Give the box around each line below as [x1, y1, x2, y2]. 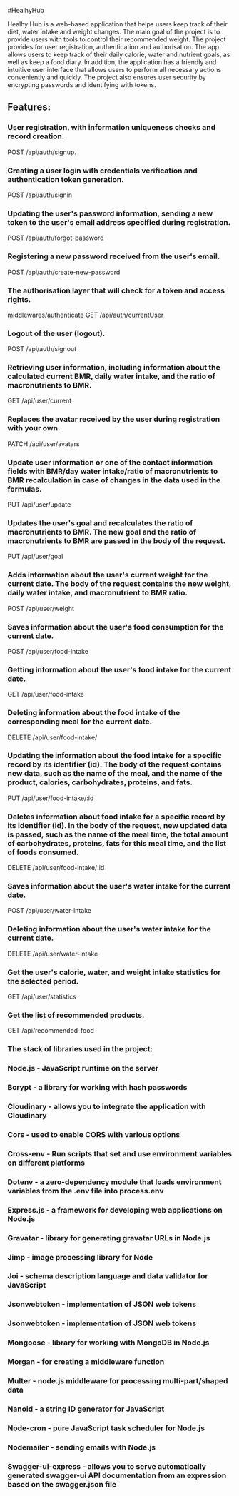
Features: [7, 101, 51, 113]
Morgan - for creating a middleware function [7, 1357, 165, 1367]
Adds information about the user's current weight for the [7, 570, 208, 580]
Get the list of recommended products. [7, 1010, 145, 1020]
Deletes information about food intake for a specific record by [7, 812, 226, 822]
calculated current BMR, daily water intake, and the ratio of [7, 371, 215, 381]
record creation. [7, 131, 65, 141]
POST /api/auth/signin [7, 191, 73, 199]
